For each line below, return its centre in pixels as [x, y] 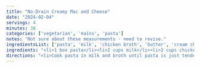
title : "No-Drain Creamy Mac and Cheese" [58, 12]
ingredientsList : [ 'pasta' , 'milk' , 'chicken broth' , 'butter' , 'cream [97, 45]
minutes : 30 [21, 28]
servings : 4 [21, 22]
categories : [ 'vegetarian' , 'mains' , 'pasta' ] [65, 34]
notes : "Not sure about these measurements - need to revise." [86, 39]
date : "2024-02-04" [30, 17]
